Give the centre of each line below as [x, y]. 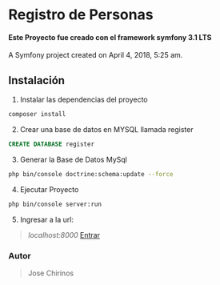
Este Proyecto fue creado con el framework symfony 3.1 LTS [110, 37]
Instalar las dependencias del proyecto [84, 100]
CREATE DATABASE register [51, 145]
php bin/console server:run [55, 204]
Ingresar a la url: [47, 219]
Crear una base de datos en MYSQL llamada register [106, 130]
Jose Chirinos [51, 273]
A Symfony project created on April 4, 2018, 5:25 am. [96, 55]
